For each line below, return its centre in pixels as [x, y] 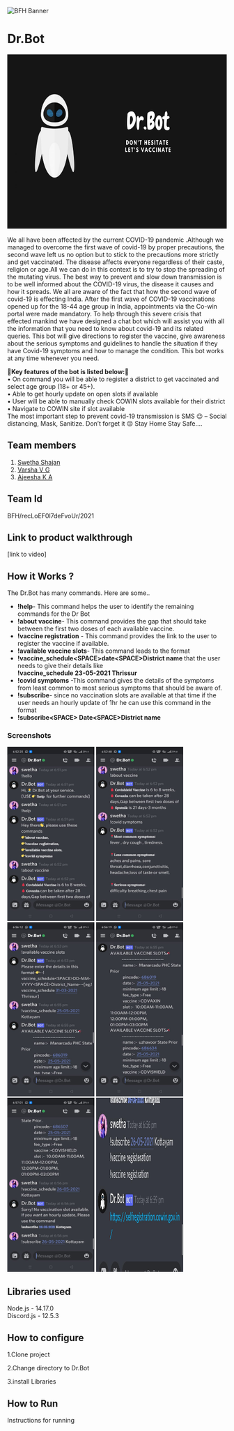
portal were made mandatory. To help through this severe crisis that [104, 314]
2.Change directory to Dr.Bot [48, 1368]
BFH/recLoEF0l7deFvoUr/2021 [50, 516]
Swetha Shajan [39, 462]
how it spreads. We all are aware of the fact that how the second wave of [112, 291]
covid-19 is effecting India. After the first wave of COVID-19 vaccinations [111, 299]
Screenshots [29, 736]
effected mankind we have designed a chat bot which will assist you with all [116, 321]
